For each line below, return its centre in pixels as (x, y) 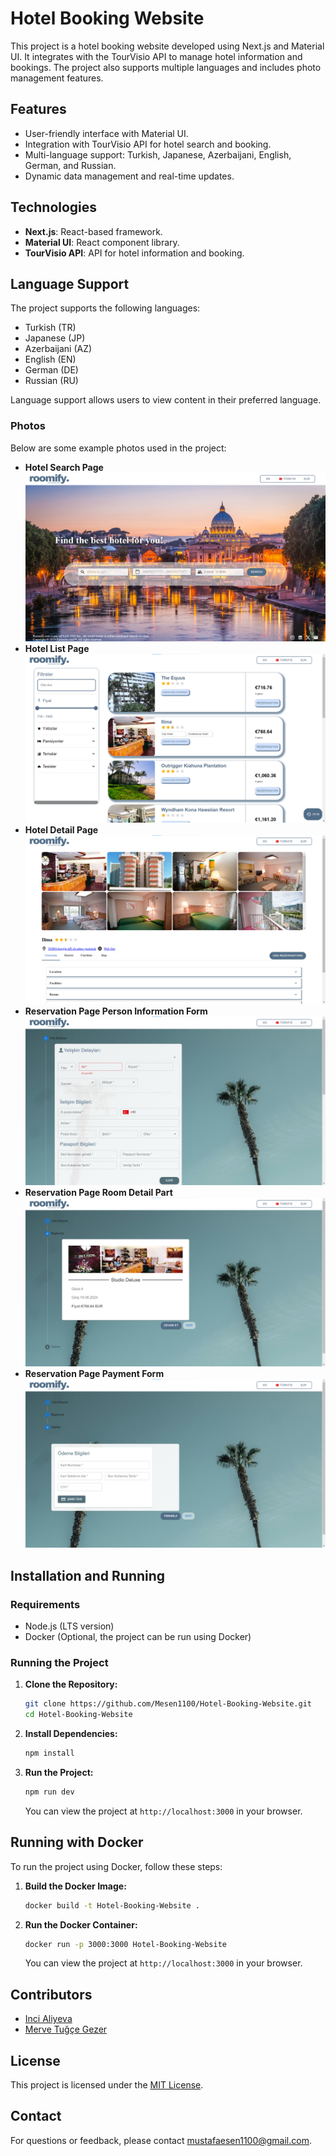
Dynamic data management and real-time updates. (129, 176)
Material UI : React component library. (102, 242)
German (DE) (51, 370)
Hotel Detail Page (61, 829)
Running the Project (59, 1662)
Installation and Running (88, 1575)
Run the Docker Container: (81, 1924)
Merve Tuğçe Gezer (66, 2029)
